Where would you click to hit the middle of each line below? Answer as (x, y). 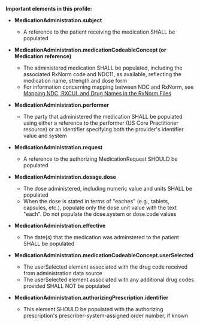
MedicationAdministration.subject (58, 20)
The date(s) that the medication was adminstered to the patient (101, 237)
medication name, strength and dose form (75, 81)
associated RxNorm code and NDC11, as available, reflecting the (102, 74)
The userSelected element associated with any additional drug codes (109, 279)
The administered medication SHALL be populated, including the (103, 68)
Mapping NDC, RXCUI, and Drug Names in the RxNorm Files (97, 93)
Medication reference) (43, 56)
